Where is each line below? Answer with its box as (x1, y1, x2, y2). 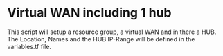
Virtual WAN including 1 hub (7, 5, 172, 21)
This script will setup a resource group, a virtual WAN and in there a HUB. (7, 28, 217, 36)
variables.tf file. (7, 42, 52, 50)
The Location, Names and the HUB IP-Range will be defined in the (7, 35, 195, 43)
